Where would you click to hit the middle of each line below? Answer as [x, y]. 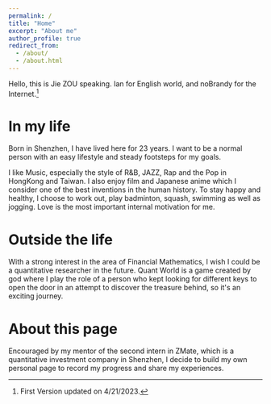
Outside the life [60, 239]
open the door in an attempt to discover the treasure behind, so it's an [125, 288]
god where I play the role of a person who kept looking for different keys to [133, 279]
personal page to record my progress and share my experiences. [116, 369]
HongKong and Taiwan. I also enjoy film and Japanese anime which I [122, 181]
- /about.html [39, 61]
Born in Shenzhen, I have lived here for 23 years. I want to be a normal [125, 148]
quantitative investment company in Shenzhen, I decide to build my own [128, 360]
